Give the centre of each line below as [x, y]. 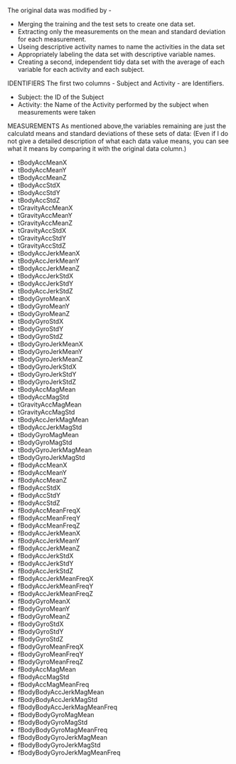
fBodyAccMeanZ [42, 480]
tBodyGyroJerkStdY [47, 374]
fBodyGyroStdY [41, 632]
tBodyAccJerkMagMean [53, 420]
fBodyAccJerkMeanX [49, 533]
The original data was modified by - [59, 10]
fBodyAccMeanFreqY [49, 518]
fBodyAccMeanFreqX [49, 511]
